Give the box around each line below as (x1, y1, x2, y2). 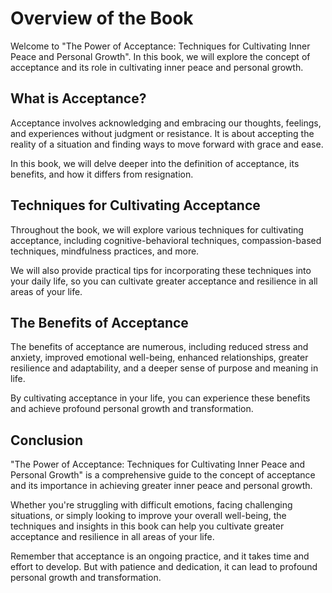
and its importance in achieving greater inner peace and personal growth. (10, 480, 313, 492)
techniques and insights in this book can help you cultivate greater (10, 520, 285, 532)
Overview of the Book (10, 7, 194, 30)
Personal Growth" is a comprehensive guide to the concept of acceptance (10, 469, 316, 481)
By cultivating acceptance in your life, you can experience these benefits (10, 392, 311, 404)
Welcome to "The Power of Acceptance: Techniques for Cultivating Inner (10, 40, 311, 52)
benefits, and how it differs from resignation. (10, 168, 194, 180)
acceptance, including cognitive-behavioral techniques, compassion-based (10, 234, 322, 246)
